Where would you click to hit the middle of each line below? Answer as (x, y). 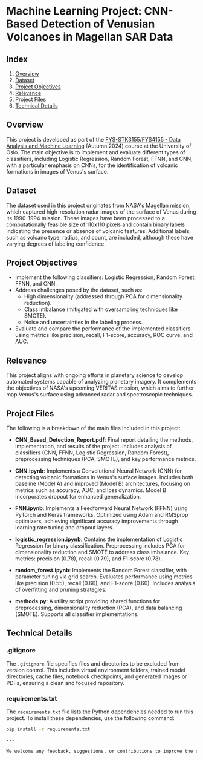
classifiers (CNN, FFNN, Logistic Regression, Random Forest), (92, 453)
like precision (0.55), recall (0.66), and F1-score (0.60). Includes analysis (105, 583)
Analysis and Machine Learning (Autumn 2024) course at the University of (99, 146)
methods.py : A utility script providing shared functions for (88, 601)
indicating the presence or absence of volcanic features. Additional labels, (99, 231)
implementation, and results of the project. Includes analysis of (93, 447)
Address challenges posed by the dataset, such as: (79, 290)
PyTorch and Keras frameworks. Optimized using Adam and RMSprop (101, 515)
